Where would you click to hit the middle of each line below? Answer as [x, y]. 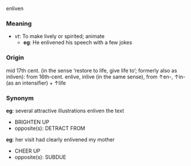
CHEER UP [27, 151]
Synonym [20, 98]
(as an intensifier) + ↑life [36, 83]
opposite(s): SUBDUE [40, 157]
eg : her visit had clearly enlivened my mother [60, 139]
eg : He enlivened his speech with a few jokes [78, 43]
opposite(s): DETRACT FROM [50, 128]
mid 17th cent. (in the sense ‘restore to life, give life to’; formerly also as [92, 70]
